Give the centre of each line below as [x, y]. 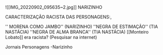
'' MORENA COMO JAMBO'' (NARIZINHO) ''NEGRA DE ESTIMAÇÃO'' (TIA [82, 26]
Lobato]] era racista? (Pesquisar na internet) [51, 37]
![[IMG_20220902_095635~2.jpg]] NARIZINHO [54, 7]
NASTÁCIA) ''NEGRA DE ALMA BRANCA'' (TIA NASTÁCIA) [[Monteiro [77, 32]
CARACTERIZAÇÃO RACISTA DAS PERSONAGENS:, [59, 17]
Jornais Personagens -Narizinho [39, 47]
